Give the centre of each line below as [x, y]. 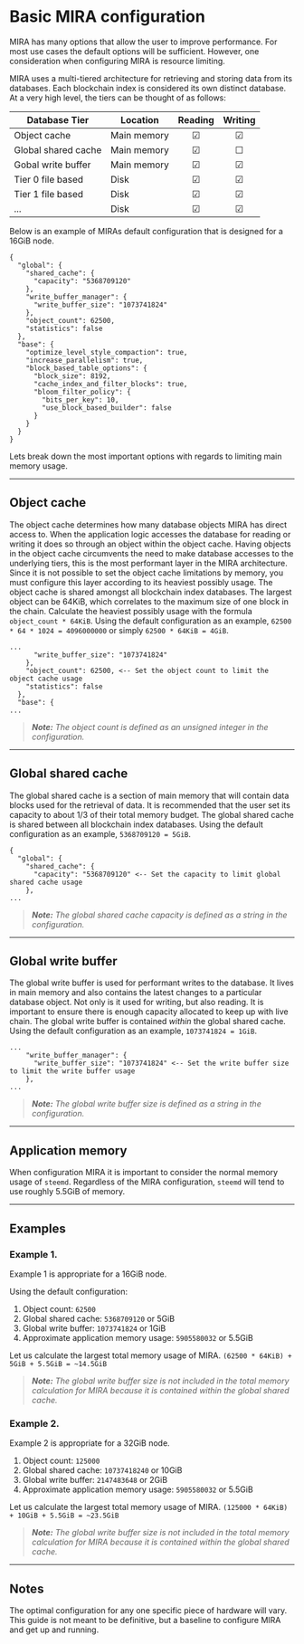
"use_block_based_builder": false [107, 408]
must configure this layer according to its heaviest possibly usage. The [141, 582]
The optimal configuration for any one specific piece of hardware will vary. [148, 1610]
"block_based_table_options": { [86, 368]
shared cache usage [46, 882]
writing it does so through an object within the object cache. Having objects [150, 544]
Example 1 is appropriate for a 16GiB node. [88, 1274]
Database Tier [58, 119]
